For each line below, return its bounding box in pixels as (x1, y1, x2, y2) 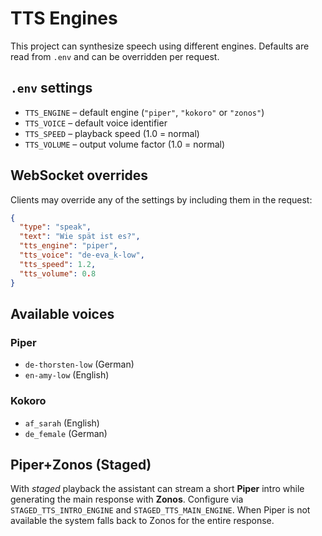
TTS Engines (10, 7, 118, 30)
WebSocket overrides (10, 167, 149, 184)
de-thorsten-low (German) (24, 358, 135, 371)
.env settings (10, 80, 93, 97)
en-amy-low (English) (24, 369, 110, 381)
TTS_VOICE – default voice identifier (24, 117, 168, 129)
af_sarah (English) (24, 417, 100, 429)
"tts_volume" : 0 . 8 (19, 268, 97, 279)
